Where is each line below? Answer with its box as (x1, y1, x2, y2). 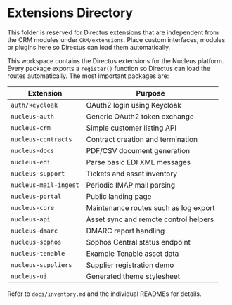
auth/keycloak (11, 100, 58, 109)
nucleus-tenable (11, 249, 65, 257)
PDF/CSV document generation (86, 145, 191, 155)
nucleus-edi (11, 158, 51, 166)
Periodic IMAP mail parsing (86, 180, 176, 190)
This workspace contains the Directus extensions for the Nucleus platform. (7, 56, 224, 65)
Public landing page (86, 191, 152, 201)
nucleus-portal (11, 192, 62, 200)
